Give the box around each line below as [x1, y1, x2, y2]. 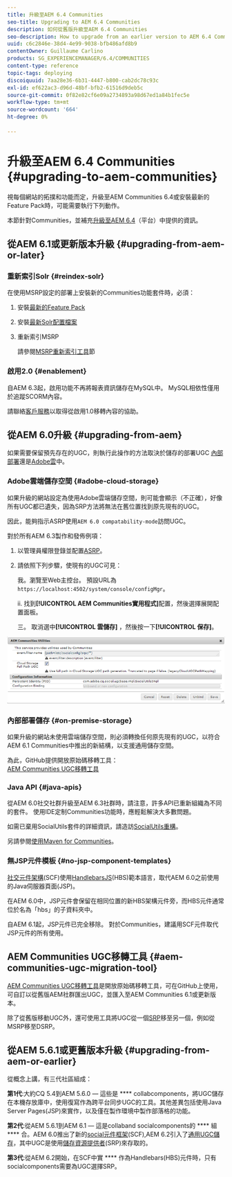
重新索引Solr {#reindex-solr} [7, 272, 105, 281]
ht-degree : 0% [7, 114, 48, 121]
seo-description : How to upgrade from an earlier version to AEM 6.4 [7, 33, 212, 40]
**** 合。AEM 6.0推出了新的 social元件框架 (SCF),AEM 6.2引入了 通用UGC [7, 1130, 214, 1139]
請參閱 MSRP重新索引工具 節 [17, 347, 95, 356]
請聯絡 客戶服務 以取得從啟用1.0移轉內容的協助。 [7, 407, 143, 415]
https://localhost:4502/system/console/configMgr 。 [17, 584, 169, 592]
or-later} [7, 249, 45, 261]
